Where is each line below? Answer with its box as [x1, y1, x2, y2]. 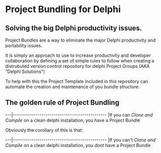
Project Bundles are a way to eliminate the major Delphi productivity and [5, 37, 156, 43]
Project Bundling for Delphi [5, 4, 121, 15]
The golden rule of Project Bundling [5, 98, 119, 107]
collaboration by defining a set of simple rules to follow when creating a [5, 58, 154, 64]
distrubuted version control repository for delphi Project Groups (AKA [5, 63, 150, 69]
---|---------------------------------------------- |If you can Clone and [5, 111, 153, 118]
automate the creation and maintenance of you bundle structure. [5, 84, 140, 90]
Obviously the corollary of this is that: [5, 127, 84, 133]
